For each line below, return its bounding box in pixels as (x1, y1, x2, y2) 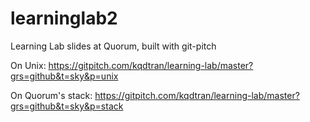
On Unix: (10, 59, 47, 71)
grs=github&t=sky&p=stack (10, 100, 124, 112)
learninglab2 (10, 7, 118, 30)
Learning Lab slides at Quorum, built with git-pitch (10, 40, 217, 52)
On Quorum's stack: (10, 89, 93, 101)
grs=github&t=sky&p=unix (10, 70, 119, 82)
